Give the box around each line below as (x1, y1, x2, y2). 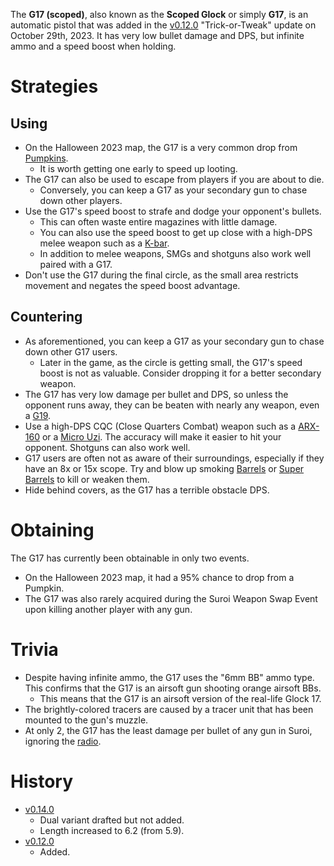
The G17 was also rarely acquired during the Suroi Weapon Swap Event (24, 592, 318, 604)
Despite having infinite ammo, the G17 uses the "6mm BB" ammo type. (24, 671, 315, 683)
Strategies (10, 75, 99, 98)
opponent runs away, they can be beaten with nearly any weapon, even (24, 399, 320, 411)
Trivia (10, 638, 59, 661)
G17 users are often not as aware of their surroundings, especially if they (24, 452, 325, 464)
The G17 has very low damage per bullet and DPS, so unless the (24, 388, 289, 400)
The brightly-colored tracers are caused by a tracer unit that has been (24, 703, 314, 715)
